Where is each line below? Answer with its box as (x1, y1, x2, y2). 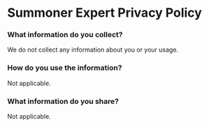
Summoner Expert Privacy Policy (7, 5, 203, 21)
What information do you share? (7, 96, 119, 106)
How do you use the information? (7, 63, 122, 73)
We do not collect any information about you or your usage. (7, 45, 179, 54)
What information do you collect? (7, 30, 123, 40)
